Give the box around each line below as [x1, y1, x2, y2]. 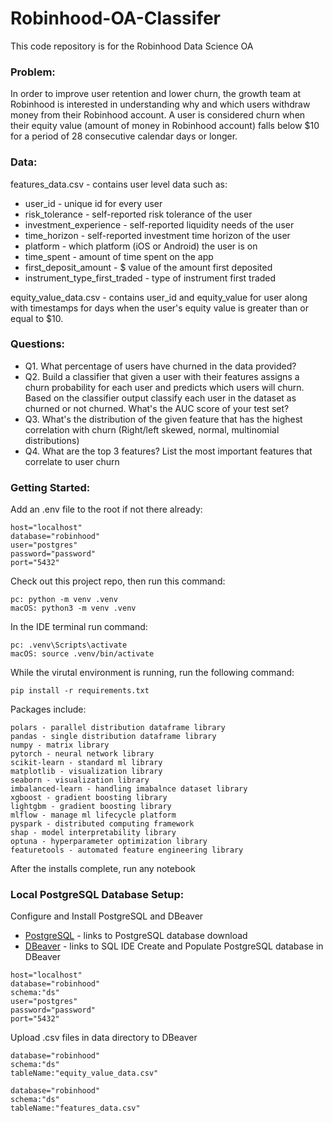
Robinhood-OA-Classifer [10, 7, 221, 30]
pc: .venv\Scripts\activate [10, 640, 128, 651]
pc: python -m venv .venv [10, 595, 118, 605]
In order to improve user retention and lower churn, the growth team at [10, 88, 302, 100]
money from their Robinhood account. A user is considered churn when [10, 109, 306, 121]
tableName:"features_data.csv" [10, 1103, 141, 1114]
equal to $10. [10, 312, 64, 324]
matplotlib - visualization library [10, 767, 163, 777]
